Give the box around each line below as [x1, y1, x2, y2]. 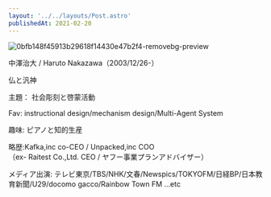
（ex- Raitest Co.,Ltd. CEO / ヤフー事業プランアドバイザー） [8, 152, 208, 162]
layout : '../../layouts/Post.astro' [8, 11, 131, 20]
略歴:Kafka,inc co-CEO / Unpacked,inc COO [8, 142, 155, 151]
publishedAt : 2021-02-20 [8, 19, 92, 27]
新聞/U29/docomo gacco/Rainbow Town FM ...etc [15, 179, 181, 189]
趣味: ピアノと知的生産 [8, 125, 83, 134]
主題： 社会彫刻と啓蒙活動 [8, 92, 95, 101]
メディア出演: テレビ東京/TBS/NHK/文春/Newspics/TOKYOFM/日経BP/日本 [8, 169, 256, 179]
